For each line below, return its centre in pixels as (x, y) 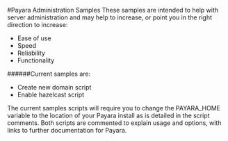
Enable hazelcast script (51, 94)
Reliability (31, 53)
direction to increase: (38, 25)
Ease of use (34, 38)
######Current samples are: (49, 74)
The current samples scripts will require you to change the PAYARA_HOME (114, 108)
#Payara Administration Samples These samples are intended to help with (113, 10)
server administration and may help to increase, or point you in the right (110, 17)
